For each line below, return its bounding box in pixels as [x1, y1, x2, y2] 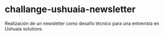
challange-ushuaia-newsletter [5, 4, 136, 15]
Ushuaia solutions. [5, 25, 44, 31]
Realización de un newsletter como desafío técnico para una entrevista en [5, 20, 159, 26]
